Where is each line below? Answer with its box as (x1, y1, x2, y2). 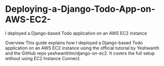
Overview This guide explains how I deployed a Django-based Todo (5, 39, 143, 45)
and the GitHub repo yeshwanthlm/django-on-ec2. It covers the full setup (5, 50, 155, 56)
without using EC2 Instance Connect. (5, 55, 81, 61)
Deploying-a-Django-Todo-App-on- (5, 3, 156, 15)
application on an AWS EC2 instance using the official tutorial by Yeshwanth (5, 45, 160, 51)
